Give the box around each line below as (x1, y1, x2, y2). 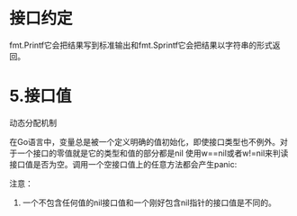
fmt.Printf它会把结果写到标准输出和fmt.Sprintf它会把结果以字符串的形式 (9, 40, 273, 50)
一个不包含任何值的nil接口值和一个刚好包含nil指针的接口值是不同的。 (22, 197, 276, 208)
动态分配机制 (9, 117, 57, 128)
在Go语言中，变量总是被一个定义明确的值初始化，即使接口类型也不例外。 (9, 136, 281, 147)
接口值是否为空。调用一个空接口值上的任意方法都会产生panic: (9, 158, 238, 169)
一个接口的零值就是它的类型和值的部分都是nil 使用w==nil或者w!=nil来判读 (16, 148, 289, 158)
